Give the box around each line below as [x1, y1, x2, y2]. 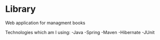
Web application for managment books [5, 20, 85, 26]
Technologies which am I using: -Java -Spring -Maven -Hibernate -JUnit [5, 29, 155, 35]
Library [5, 3, 36, 15]
